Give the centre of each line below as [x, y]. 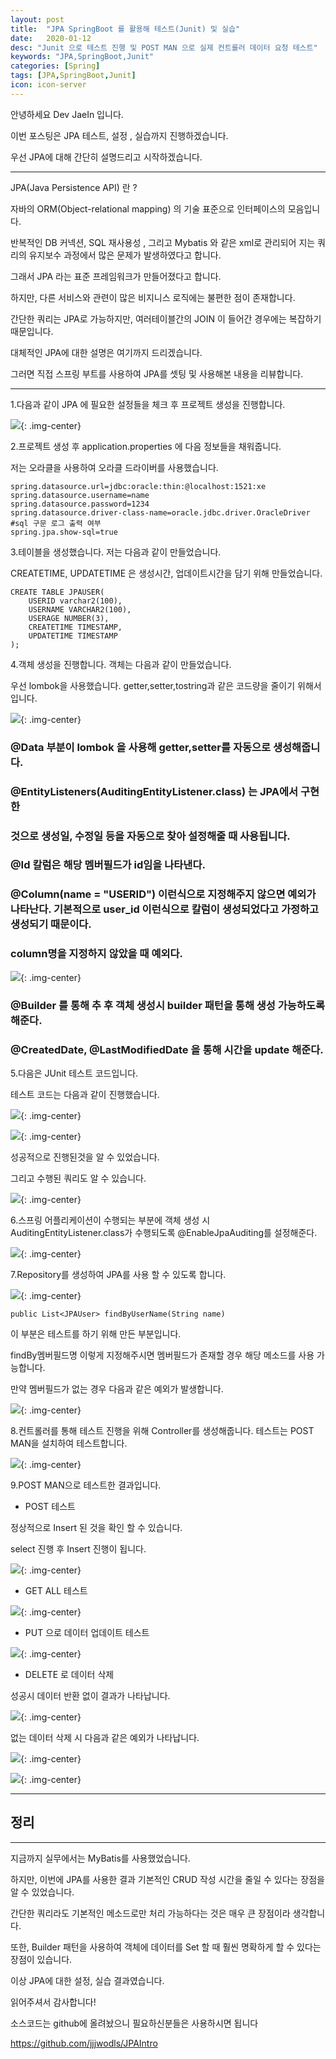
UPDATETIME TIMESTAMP [73, 636]
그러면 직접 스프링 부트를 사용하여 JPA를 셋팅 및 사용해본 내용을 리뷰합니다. [157, 373]
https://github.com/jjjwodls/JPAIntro [84, 2043]
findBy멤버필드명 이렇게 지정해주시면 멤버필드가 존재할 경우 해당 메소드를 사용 [162, 1355]
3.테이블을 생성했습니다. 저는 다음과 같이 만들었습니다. [116, 552]
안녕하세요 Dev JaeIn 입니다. [67, 114]
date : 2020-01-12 [51, 38]
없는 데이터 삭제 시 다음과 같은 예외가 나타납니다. [105, 1737]
